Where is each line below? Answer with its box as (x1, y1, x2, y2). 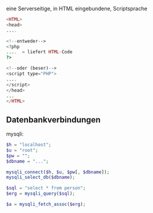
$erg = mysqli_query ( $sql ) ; (6, 191, 76, 197)
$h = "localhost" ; (6, 142, 51, 148)
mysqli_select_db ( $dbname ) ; (6, 175, 76, 180)
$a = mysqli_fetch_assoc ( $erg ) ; (6, 201, 86, 208)
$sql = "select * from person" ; (6, 185, 86, 191)
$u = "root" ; (6, 147, 38, 153)
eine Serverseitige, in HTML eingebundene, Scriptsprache (6, 5, 148, 12)
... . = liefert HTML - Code (6, 49, 73, 55)
